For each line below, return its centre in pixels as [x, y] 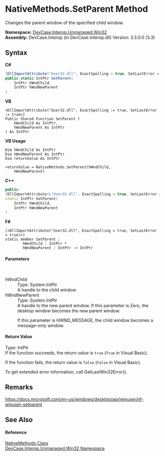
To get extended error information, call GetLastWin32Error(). [66, 371]
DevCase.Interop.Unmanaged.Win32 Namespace [55, 449]
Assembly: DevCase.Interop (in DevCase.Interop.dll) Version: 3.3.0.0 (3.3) [80, 37]
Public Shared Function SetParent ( [42, 119]
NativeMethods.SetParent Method [77, 9]
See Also [19, 419]
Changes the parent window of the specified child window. [65, 23]
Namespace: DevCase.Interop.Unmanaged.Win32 [56, 32]
